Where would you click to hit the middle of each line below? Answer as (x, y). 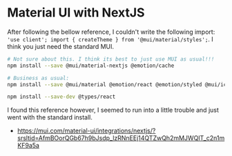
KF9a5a (28, 146)
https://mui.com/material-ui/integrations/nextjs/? (86, 131)
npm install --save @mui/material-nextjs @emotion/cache (91, 66)
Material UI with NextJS (76, 13)
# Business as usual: (38, 78)
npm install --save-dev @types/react (61, 97)
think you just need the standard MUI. (60, 46)
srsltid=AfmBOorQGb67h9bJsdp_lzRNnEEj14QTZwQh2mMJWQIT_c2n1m (121, 138)
